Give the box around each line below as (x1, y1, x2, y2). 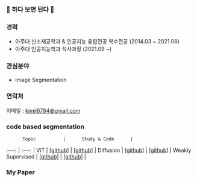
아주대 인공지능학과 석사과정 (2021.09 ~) (14, 45, 112, 52)
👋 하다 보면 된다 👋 (6, 5, 55, 13)
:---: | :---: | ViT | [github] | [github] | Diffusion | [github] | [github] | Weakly (6, 146, 192, 154)
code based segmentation (6, 122, 84, 131)
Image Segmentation (14, 76, 67, 83)
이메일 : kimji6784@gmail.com (6, 107, 81, 114)
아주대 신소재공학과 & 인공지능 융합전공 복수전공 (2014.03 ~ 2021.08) (14, 38, 180, 45)
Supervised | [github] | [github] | (6, 153, 86, 160)
